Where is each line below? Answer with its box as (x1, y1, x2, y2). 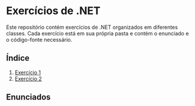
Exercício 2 (14, 75, 43, 82)
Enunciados (6, 92, 51, 102)
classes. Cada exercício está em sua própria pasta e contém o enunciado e (6, 29, 189, 37)
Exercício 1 (14, 69, 41, 76)
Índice (6, 53, 30, 63)
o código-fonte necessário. (6, 36, 73, 43)
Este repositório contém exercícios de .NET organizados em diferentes (6, 24, 178, 31)
